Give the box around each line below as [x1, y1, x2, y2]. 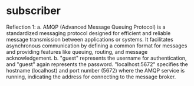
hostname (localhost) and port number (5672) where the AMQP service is [6, 67, 185, 74]
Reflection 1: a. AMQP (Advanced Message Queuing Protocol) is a [6, 23, 166, 30]
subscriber [6, 4, 61, 18]
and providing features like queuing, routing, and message [6, 48, 148, 55]
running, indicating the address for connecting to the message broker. [6, 73, 176, 80]
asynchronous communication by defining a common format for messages [6, 42, 188, 49]
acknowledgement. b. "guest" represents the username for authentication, [6, 54, 187, 61]
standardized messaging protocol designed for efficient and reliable [6, 29, 171, 36]
